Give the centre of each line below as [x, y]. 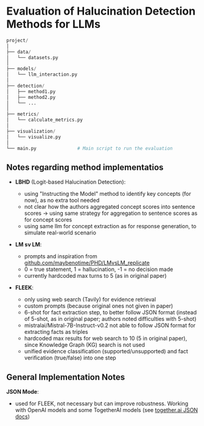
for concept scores [48, 220]
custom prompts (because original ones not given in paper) [99, 306]
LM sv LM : [28, 245]
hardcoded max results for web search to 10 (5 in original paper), [106, 338]
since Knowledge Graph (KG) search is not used [84, 345]
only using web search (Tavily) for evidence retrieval [90, 300]
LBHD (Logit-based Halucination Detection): [70, 182]
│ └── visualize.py [34, 137]
